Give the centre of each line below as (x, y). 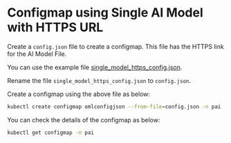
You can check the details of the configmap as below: (84, 120)
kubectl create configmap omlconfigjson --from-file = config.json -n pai (114, 106)
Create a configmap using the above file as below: (79, 94)
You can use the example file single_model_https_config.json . (95, 67)
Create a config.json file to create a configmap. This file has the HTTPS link (115, 46)
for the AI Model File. (37, 54)
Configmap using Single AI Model (105, 13)
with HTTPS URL (55, 27)
